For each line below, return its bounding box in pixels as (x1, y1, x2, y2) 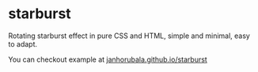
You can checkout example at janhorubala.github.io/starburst (8, 55, 207, 64)
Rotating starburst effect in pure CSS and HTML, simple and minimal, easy (8, 31, 251, 40)
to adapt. (8, 39, 38, 48)
